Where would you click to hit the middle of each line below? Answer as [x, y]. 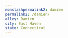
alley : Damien [20, 19]
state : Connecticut [25, 28]
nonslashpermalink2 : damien [34, 10]
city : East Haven [23, 23]
